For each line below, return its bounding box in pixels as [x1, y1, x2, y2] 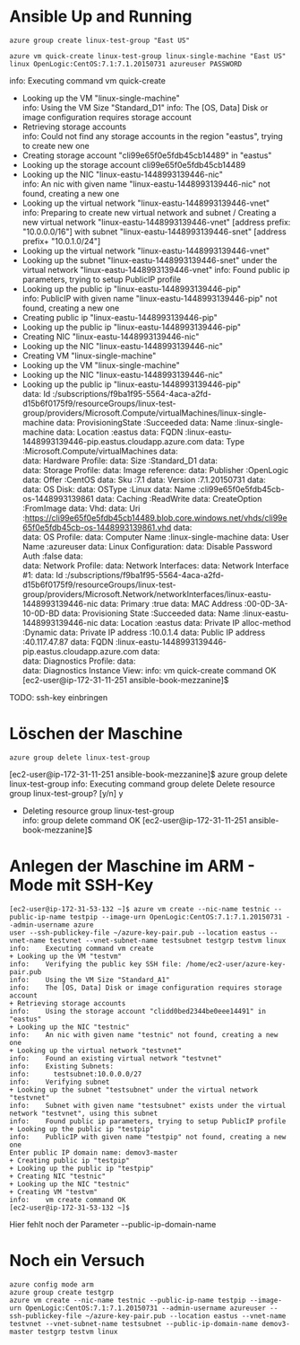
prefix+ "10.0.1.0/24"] [21, 235, 101, 246]
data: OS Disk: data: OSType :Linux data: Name [21, 483, 197, 495]
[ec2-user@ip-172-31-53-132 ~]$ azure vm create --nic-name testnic [9, 904, 270, 913]
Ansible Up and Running [9, 6, 193, 27]
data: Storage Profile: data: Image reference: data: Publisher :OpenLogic [21, 464, 289, 475]
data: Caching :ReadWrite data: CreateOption [95, 493, 262, 504]
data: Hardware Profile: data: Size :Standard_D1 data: [21, 455, 218, 466]
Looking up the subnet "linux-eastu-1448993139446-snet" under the [21, 254, 278, 266]
